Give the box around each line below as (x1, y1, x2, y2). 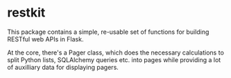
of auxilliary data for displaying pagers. (7, 63, 119, 71)
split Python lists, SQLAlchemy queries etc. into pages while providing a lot (7, 55, 221, 64)
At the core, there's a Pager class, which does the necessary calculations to (7, 48, 224, 57)
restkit (7, 5, 46, 21)
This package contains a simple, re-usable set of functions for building (7, 28, 209, 36)
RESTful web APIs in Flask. (7, 35, 84, 43)
